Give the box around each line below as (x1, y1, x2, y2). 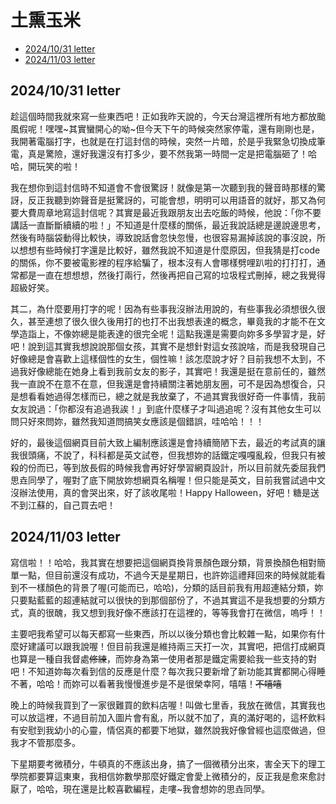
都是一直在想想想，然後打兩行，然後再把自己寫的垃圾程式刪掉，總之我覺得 (18, 269, 326, 281)
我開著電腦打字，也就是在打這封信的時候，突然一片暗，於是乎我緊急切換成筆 (10, 135, 326, 147)
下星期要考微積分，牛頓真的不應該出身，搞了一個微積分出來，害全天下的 (10, 757, 308, 770)
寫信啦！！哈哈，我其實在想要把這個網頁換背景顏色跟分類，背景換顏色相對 (10, 556, 317, 568)
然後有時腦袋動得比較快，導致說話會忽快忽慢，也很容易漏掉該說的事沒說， (10, 231, 317, 243)
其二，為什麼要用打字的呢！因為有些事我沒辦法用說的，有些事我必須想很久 (10, 302, 317, 315)
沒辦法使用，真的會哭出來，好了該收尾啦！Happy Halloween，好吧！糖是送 (10, 486, 320, 498)
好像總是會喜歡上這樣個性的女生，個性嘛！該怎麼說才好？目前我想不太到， (10, 352, 317, 365)
